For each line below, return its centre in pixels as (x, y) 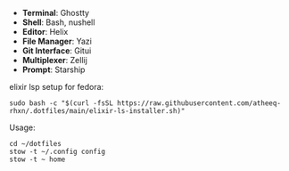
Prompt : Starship (54, 69)
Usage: (22, 127)
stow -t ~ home (37, 159)
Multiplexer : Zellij (54, 60)
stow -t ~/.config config (57, 151)
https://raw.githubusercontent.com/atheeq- (199, 103)
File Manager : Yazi (57, 41)
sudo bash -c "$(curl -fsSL (62, 103)
